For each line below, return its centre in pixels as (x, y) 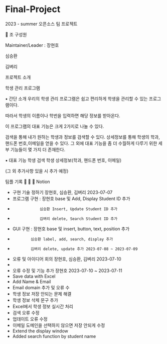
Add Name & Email (32, 281)
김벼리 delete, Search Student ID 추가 (78, 219)
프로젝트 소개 (18, 77)
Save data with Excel (34, 276)
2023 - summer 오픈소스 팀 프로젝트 (41, 24)
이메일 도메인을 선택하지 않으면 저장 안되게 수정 (59, 325)
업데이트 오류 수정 (30, 319)
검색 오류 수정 (26, 312)
